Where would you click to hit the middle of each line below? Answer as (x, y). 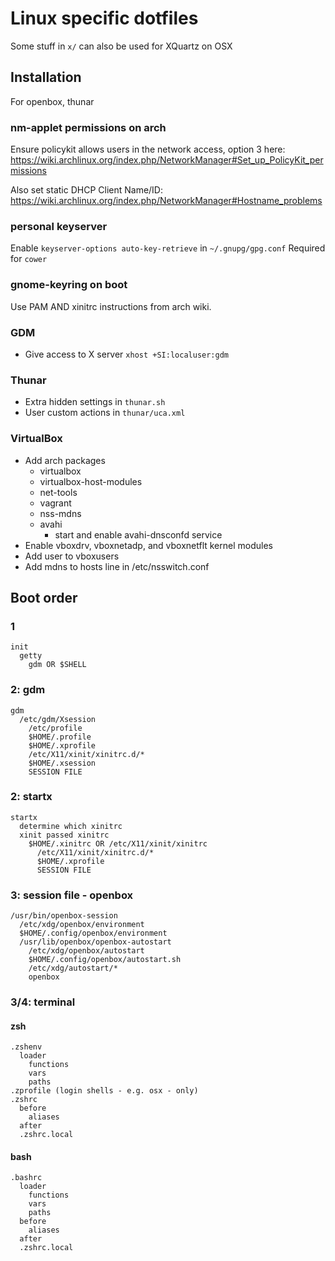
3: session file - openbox (72, 895)
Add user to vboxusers (72, 556)
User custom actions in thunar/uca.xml (105, 413)
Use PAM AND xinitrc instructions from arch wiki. (111, 306)
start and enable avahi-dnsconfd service (138, 534)
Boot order (44, 597)
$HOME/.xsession (62, 763)
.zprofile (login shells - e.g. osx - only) (104, 1091)
